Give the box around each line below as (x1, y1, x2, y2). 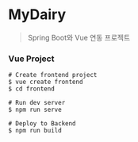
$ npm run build (8, 127, 62, 135)
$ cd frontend (8, 85, 56, 93)
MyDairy (8, 6, 67, 24)
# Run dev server (8, 99, 66, 107)
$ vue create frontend (8, 78, 83, 86)
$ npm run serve (8, 106, 62, 114)
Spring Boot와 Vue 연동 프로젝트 (27, 33, 131, 42)
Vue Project (8, 53, 55, 64)
